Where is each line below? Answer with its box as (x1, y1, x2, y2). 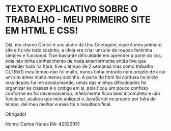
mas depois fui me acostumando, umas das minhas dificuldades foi (5, 80, 147, 86)
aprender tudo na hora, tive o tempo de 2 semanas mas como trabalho (5, 63, 154, 69)
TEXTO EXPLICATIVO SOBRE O (5, 3, 138, 15)
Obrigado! (5, 111, 26, 117)
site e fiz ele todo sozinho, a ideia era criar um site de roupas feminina (5, 47, 153, 53)
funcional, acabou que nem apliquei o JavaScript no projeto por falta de (5, 95, 156, 102)
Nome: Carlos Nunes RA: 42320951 (5, 121, 80, 127)
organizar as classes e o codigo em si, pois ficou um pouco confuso (5, 85, 149, 91)
